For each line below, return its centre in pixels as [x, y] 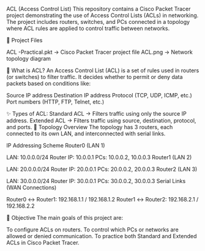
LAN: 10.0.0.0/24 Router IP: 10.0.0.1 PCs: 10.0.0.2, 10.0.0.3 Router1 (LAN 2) [99, 157]
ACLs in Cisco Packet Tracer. [43, 242]
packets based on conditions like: [49, 83]
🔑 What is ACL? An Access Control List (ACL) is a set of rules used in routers [103, 70]
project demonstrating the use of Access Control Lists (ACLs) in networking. [102, 15]
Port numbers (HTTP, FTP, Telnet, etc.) [55, 102]
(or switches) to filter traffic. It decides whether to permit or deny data [95, 77]
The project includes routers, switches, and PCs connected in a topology [98, 22]
